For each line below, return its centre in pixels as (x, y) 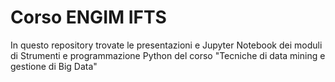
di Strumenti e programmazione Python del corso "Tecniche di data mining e (168, 55)
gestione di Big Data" (54, 66)
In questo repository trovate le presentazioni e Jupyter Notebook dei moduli (166, 45)
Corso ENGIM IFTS (88, 17)
